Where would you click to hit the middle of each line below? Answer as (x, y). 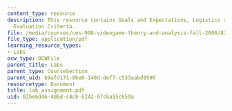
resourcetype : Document (41, 84)
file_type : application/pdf (48, 39)
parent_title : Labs (35, 65)
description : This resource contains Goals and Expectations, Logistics (114, 20)
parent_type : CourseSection (48, 71)
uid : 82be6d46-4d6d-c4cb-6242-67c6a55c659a (71, 97)
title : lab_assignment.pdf (46, 90)
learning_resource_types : (44, 46)
